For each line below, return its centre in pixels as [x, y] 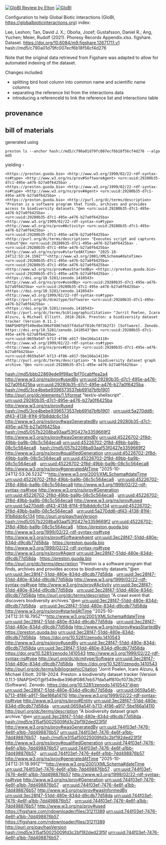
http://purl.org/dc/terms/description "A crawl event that [93, 596]
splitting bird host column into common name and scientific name [79, 82]
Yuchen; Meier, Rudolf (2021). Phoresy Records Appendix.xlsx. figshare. [79, 37]
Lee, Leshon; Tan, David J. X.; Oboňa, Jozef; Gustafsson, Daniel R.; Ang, [79, 32]
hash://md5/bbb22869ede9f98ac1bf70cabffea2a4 [56, 374]
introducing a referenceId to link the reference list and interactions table [85, 98]
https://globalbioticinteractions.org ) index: [48, 23]
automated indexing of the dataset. [41, 63]
